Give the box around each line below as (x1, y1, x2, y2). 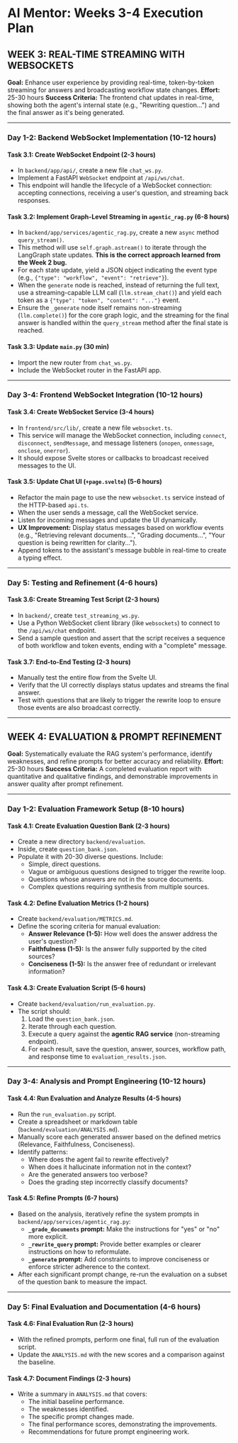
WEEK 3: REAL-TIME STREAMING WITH (7, 48, 186, 60)
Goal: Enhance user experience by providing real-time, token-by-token (7, 78, 215, 87)
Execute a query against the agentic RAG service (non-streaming (28, 1029, 220, 1038)
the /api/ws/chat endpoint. (17, 626, 97, 634)
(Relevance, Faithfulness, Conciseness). (17, 1140, 135, 1149)
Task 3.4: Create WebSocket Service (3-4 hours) (7, 408, 154, 416)
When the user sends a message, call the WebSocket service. (17, 508, 198, 516)
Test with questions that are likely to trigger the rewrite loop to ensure (17, 696, 221, 704)
